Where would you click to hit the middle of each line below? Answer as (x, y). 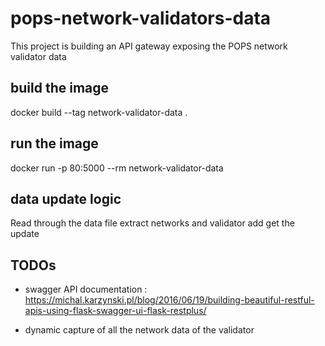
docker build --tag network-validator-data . (99, 112)
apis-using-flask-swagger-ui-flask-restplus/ (115, 311)
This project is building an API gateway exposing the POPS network (149, 46)
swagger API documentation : (86, 289)
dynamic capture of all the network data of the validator (139, 330)
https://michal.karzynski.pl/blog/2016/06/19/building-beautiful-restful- (169, 300)
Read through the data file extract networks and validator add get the (152, 223)
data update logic (66, 198)
